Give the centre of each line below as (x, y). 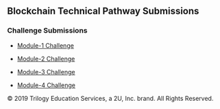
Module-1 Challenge (45, 45)
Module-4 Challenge (46, 85)
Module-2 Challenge (46, 59)
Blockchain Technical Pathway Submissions (103, 11)
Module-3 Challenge (46, 72)
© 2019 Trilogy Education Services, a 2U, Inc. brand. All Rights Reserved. (110, 98)
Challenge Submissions (47, 31)
